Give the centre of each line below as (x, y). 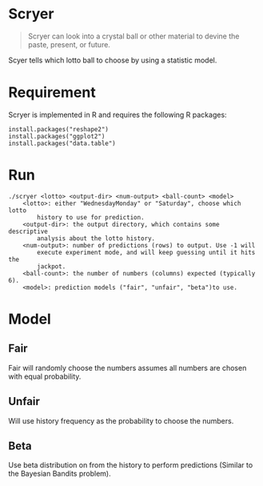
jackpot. (52, 266)
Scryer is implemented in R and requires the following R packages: (118, 114)
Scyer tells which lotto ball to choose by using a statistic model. (113, 60)
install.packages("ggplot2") (57, 136)
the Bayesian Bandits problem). (60, 474)
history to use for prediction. (91, 217)
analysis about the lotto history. (96, 238)
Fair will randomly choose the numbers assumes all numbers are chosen (128, 368)
